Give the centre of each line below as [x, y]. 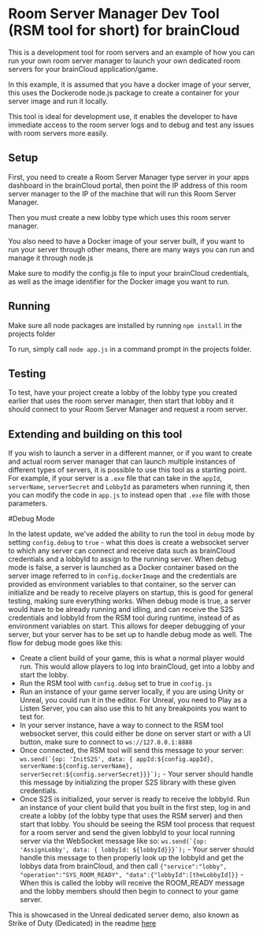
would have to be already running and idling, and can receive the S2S [121, 610]
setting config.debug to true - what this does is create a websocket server [129, 543]
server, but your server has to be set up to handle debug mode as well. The [130, 635]
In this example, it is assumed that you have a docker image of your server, [130, 84]
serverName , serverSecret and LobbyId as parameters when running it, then [129, 487]
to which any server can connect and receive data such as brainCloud [122, 551]
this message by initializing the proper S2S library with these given [128, 782]
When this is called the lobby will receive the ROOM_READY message [132, 883]
